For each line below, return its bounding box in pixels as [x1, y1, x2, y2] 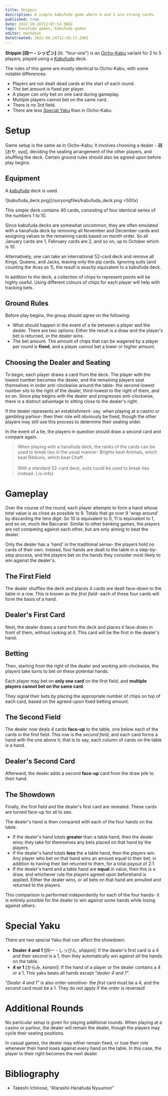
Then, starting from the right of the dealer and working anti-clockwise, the [5, 663, 159, 669]
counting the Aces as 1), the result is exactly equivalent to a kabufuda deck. [5, 264, 161, 270]
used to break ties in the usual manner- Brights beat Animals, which [17, 449, 157, 455]
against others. [5, 902, 36, 909]
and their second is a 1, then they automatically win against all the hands [12, 953, 162, 959]
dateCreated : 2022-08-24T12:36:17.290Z [5, 36, 89, 41]
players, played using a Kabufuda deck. [5, 55, 87, 61]
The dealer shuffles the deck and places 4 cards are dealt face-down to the [5, 586, 162, 591]
